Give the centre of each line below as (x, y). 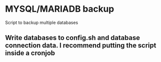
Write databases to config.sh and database (73, 38)
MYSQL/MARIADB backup (60, 9)
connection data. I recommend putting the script (81, 46)
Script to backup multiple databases (42, 22)
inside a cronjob (30, 53)
